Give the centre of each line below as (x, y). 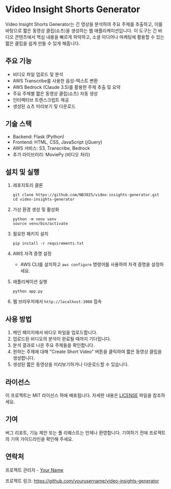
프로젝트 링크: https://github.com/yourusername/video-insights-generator (82, 481)
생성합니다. (24, 358)
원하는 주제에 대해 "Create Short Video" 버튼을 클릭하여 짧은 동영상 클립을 (87, 352)
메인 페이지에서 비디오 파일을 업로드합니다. (55, 333)
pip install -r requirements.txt (48, 244)
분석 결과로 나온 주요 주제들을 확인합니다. (54, 345)
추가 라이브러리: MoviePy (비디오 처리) (51, 154)
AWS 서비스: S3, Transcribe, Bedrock (51, 148)
